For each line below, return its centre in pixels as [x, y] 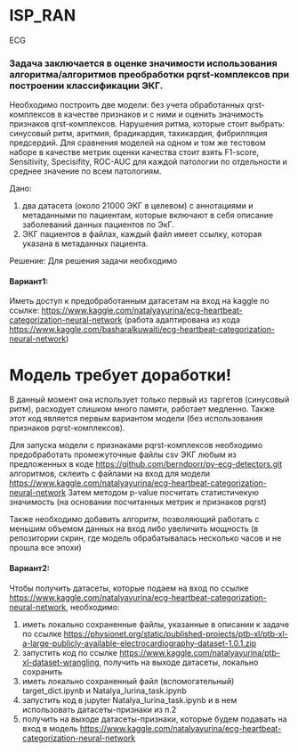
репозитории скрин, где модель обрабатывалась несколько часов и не [145, 538]
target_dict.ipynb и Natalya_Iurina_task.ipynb [104, 691]
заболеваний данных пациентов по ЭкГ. [98, 225]
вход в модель [50, 728]
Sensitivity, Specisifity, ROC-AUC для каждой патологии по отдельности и [148, 162]
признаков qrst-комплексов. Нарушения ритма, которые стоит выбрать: [147, 124]
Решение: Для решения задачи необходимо [93, 261]
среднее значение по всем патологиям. [85, 171]
